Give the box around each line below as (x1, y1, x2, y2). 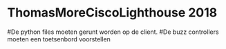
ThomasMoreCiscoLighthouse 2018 (7, 5, 218, 21)
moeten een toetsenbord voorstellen (7, 35, 111, 43)
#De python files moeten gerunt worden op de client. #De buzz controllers (7, 28, 219, 36)
